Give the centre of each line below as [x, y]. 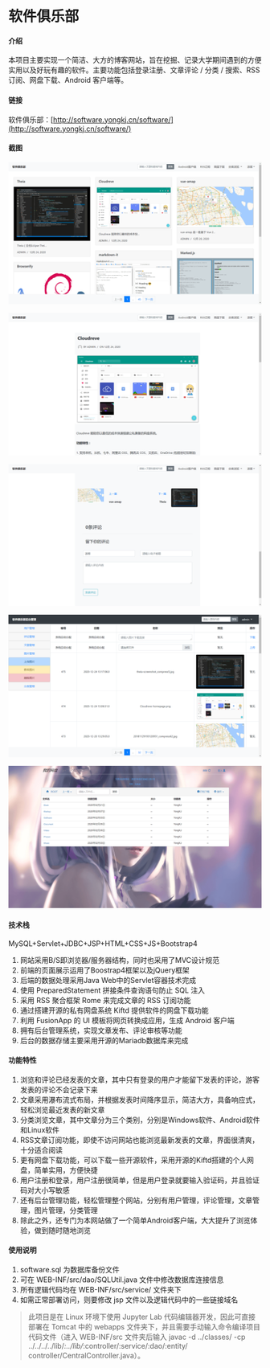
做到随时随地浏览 [62, 1230]
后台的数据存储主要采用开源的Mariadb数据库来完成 [104, 1040]
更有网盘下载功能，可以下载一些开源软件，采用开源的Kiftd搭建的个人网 [137, 1160]
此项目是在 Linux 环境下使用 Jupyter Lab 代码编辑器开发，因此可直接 [141, 1317]
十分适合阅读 [41, 1149]
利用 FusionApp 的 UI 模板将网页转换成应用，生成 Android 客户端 [127, 1020]
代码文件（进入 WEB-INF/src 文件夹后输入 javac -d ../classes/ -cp [137, 1337]
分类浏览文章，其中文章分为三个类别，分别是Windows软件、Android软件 [140, 1120]
